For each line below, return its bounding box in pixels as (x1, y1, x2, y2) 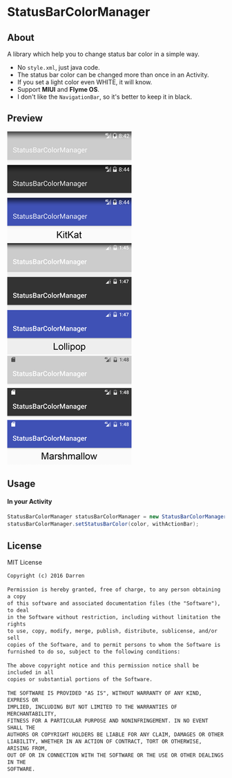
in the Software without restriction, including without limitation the (7, 614, 221, 621)
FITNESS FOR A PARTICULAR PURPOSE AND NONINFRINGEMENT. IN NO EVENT (7, 717, 209, 724)
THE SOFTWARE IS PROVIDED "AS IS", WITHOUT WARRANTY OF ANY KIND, (7, 690, 202, 697)
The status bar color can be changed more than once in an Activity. (17, 70, 209, 79)
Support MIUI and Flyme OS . (17, 86, 100, 93)
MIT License (7, 558, 43, 566)
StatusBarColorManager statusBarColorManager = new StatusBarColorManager (7, 514, 227, 521)
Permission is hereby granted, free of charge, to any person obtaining (7, 586, 221, 593)
